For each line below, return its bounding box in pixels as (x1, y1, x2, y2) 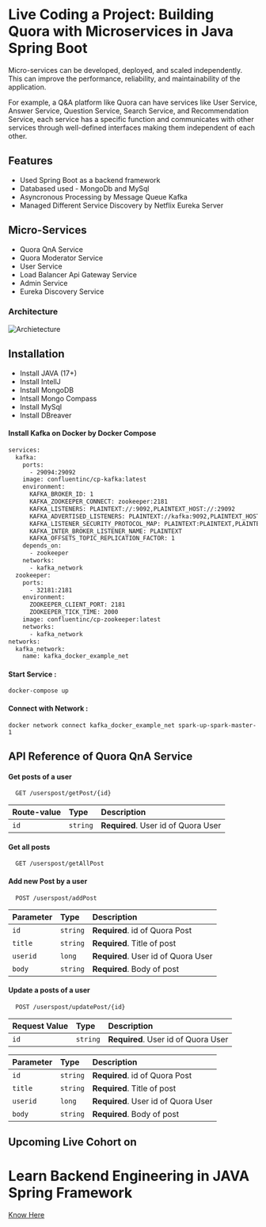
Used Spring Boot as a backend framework (19, 175, 161, 185)
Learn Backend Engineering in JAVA (8, 1167, 250, 1185)
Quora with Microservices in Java (8, 22, 234, 40)
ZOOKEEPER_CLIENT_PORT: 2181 (28, 600, 126, 609)
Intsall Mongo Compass (19, 394, 97, 403)
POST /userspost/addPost (15, 894, 97, 902)
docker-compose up (8, 687, 69, 695)
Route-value (12, 806, 62, 817)
